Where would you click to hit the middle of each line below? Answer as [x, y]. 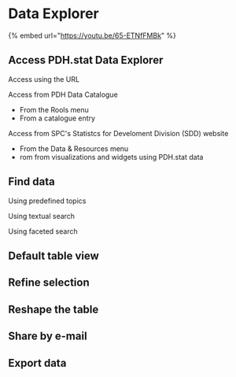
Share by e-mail [48, 336]
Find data [31, 182]
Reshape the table [53, 309]
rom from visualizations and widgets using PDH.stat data [111, 157]
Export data [37, 363]
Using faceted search [43, 231]
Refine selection [49, 283]
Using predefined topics [47, 201]
